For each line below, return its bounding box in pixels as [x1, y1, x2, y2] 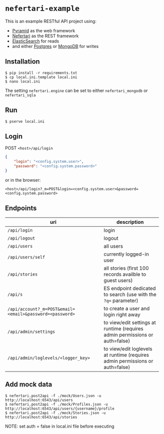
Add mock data [5, 380, 52, 389]
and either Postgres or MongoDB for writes [12, 43, 99, 49]
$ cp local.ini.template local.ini [5, 75, 78, 80]
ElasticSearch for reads [12, 38, 60, 44]
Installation [5, 58, 40, 66]
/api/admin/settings [7, 329, 55, 334]
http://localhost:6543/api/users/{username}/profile [5, 406, 115, 411]
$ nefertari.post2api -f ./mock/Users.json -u [5, 393, 102, 398]
